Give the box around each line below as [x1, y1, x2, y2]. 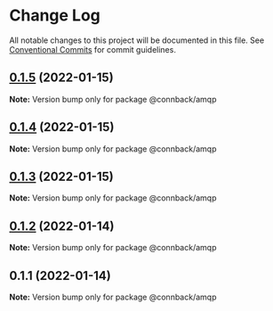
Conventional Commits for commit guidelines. [9, 44, 176, 54]
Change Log [9, 5, 100, 26]
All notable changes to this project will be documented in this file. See [9, 35, 265, 45]
